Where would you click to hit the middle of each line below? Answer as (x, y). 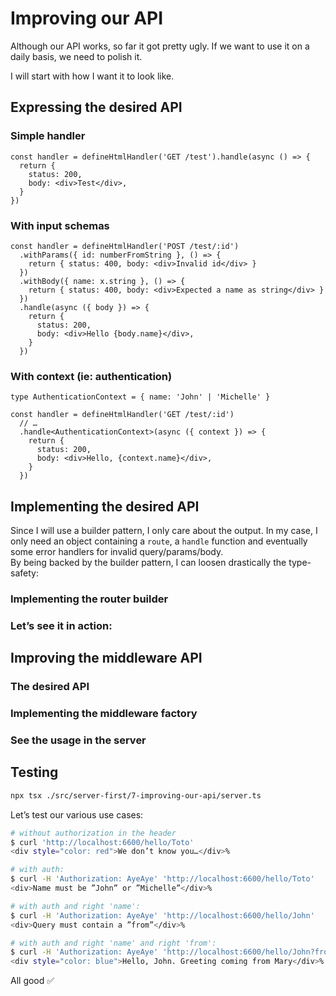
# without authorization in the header (93, 833)
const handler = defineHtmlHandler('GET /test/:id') (122, 415)
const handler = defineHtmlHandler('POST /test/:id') (125, 246)
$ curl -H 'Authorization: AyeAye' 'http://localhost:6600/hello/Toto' (162, 879)
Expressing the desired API (96, 107)
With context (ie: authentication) (91, 376)
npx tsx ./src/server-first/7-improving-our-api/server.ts (136, 795)
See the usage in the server (78, 740)
